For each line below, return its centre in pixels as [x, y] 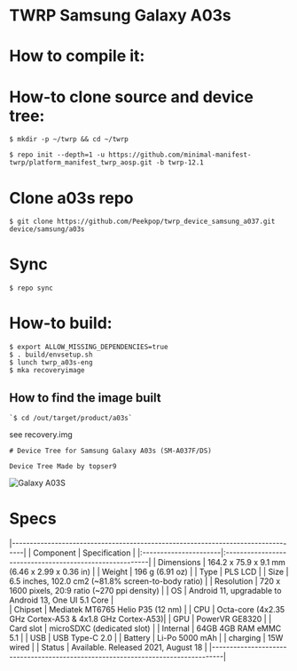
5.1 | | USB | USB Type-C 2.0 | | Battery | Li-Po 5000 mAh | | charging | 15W [146, 637]
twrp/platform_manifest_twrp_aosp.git [81, 163]
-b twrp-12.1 [180, 163]
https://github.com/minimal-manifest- [180, 155]
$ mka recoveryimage [47, 371]
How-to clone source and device [132, 96]
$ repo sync [31, 288]
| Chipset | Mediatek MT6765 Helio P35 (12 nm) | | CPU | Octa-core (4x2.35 [147, 609]
